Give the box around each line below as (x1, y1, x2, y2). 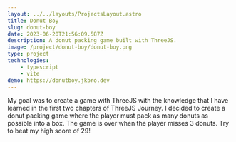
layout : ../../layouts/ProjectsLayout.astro (7, 10, 142, 18)
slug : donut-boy (7, 24, 56, 31)
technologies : (7, 57, 50, 64)
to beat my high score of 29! (7, 126, 91, 136)
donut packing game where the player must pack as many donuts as (7, 111, 209, 120)
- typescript (20, 64, 59, 71)
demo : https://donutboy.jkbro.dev (7, 76, 111, 84)
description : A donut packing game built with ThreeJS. (7, 37, 177, 44)
